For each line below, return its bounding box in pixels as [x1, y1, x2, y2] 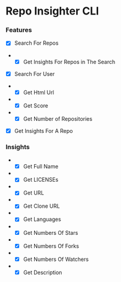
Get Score [23, 101, 49, 109]
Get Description [23, 269, 62, 276]
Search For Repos [14, 39, 59, 46]
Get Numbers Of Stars [23, 229, 78, 236]
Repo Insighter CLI [5, 4, 99, 18]
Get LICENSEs [23, 176, 59, 184]
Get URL [23, 189, 44, 197]
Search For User [14, 70, 55, 77]
